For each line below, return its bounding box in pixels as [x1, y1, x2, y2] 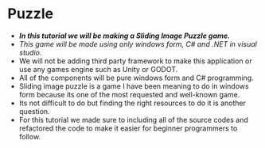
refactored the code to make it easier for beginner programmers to [18, 123, 238, 133]
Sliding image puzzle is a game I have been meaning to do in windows [18, 81, 249, 91]
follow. [18, 131, 41, 141]
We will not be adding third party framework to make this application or [18, 56, 252, 66]
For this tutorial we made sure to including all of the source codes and [18, 115, 248, 124]
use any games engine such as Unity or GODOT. [18, 64, 178, 74]
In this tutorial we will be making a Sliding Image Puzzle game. [18, 31, 231, 40]
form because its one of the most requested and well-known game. [18, 89, 240, 99]
